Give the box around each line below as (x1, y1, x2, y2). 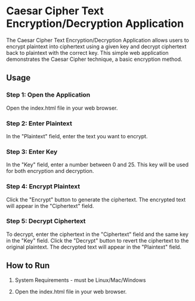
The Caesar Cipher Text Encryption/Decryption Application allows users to (6, 36, 190, 44)
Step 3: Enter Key (6, 147, 58, 156)
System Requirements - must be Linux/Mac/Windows (14, 276, 146, 284)
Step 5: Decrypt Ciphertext (6, 217, 86, 225)
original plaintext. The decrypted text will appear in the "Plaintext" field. (6, 243, 182, 250)
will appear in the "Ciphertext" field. (6, 202, 94, 209)
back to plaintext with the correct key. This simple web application (6, 49, 169, 56)
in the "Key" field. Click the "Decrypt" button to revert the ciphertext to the (6, 237, 189, 244)
